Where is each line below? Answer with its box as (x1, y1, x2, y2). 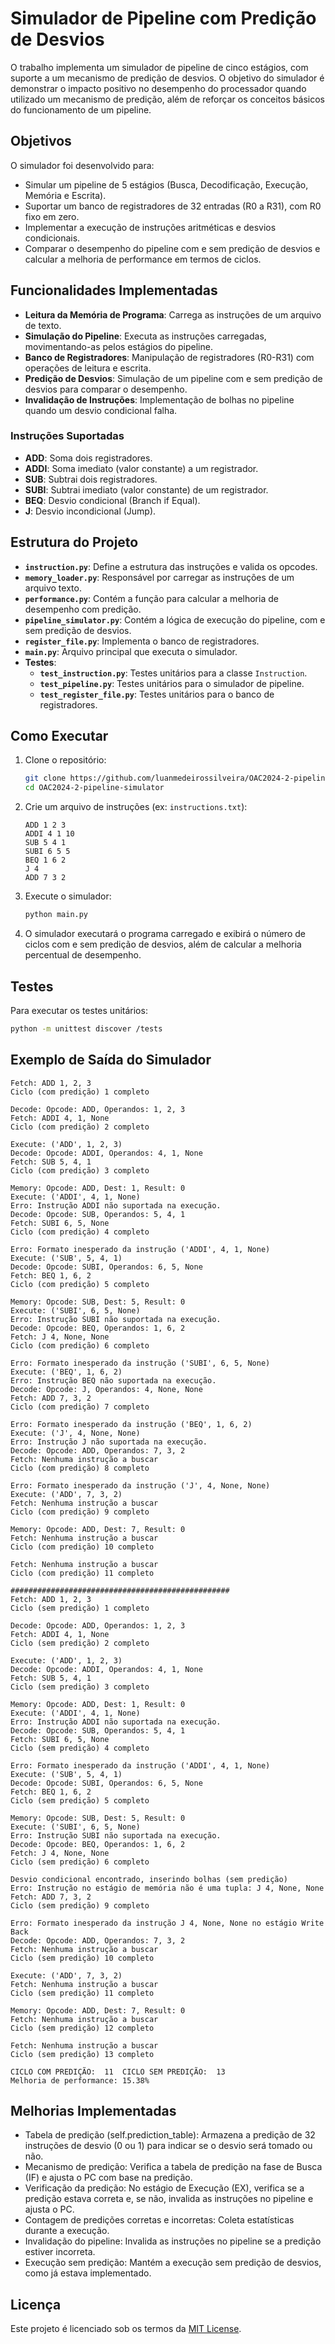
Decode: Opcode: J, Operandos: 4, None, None (10, 1384, 203, 1394)
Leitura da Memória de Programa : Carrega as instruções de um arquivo (24, 308, 322, 321)
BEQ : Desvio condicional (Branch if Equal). (24, 494, 201, 506)
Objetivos (10, 133, 72, 150)
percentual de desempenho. (24, 949, 142, 961)
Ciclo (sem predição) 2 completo (10, 1638, 150, 1648)
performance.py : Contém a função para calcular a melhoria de (24, 592, 279, 604)
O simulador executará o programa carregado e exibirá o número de (24, 928, 306, 940)
